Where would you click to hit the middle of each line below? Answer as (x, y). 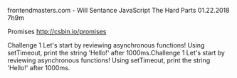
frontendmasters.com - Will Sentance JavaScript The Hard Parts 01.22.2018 (118, 10)
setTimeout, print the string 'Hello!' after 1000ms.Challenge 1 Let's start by (116, 53)
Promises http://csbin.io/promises (57, 32)
